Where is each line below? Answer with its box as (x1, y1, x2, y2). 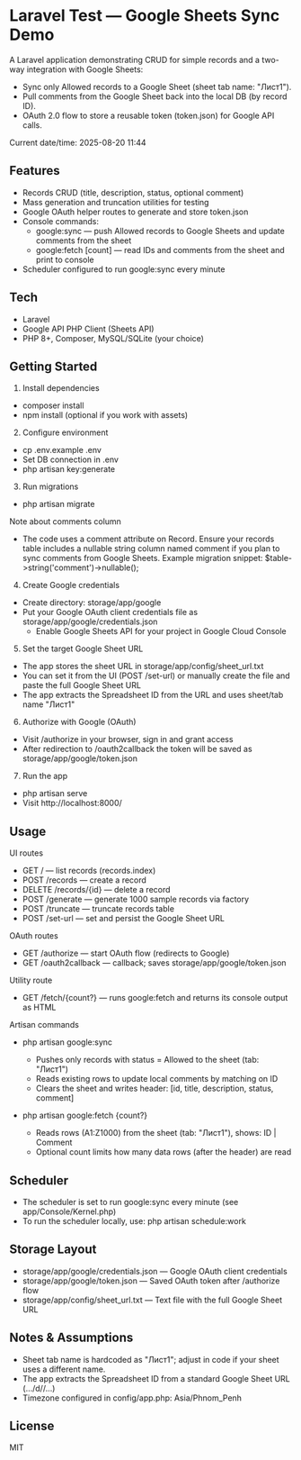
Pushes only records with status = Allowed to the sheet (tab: (35, 1055, 260, 1066)
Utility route (9, 975, 53, 986)
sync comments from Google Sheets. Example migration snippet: (22, 553, 263, 564)
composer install (22, 400, 84, 411)
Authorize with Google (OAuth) (22, 717, 137, 728)
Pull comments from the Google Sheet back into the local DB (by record (22, 91, 288, 102)
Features (9, 163, 60, 178)
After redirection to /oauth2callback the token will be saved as (22, 744, 253, 755)
